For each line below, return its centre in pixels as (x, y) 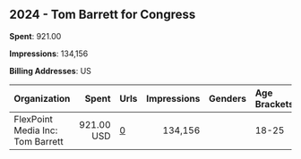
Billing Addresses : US (51, 71)
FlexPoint (34, 119)
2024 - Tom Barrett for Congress (103, 15)
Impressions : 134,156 (49, 54)
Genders (228, 98)
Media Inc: (36, 130)
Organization (42, 98)
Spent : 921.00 (35, 36)
